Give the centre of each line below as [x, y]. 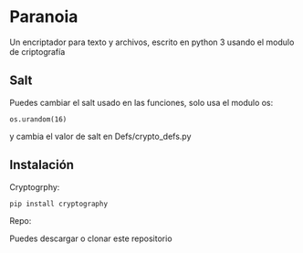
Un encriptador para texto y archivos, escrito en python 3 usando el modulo [152, 42]
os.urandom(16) [38, 119]
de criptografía [37, 51]
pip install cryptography [58, 204]
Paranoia [44, 17]
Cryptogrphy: [35, 187]
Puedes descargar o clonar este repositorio [91, 238]
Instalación [42, 165]
